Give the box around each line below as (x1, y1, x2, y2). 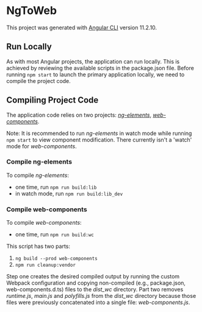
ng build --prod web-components (15, 256, 98, 262)
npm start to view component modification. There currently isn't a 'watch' (6, 136, 192, 143)
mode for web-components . (6, 142, 78, 150)
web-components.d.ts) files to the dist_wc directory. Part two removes (6, 286, 184, 293)
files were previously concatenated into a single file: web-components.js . (6, 299, 190, 306)
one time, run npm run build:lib (15, 183, 97, 190)
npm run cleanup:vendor (15, 262, 76, 269)
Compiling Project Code (6, 95, 99, 106)
